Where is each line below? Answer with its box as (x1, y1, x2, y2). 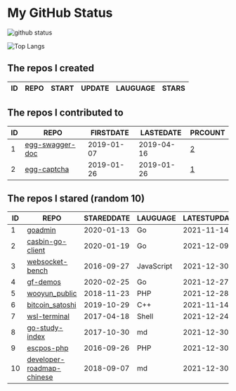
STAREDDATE (84, 213, 131, 223)
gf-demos (27, 277, 62, 287)
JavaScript (136, 261, 173, 271)
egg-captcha (25, 164, 70, 174)
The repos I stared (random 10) (7, 192, 145, 204)
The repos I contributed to (7, 107, 124, 119)
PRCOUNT (190, 128, 225, 137)
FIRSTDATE (90, 128, 129, 137)
